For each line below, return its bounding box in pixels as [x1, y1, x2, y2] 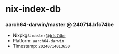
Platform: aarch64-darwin [12, 38, 64, 44]
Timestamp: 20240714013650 [12, 43, 70, 49]
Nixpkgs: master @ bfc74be [12, 32, 66, 38]
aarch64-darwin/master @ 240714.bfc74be [5, 21, 114, 28]
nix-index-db [5, 3, 61, 15]
